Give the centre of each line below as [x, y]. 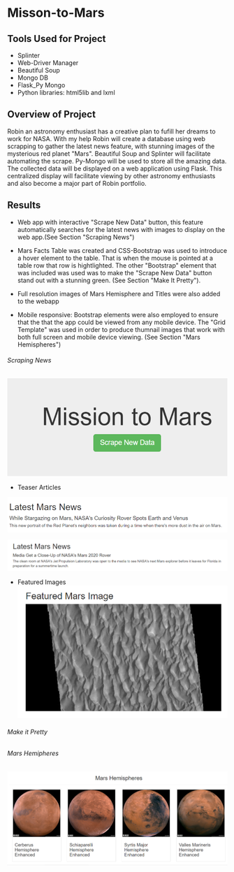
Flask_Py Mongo [41, 85]
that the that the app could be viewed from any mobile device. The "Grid [121, 322]
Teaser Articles [39, 487]
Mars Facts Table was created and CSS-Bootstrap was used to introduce [122, 250]
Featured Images [42, 582]
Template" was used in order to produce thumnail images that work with [121, 329]
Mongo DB [33, 78]
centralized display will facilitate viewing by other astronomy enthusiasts [111, 175]
